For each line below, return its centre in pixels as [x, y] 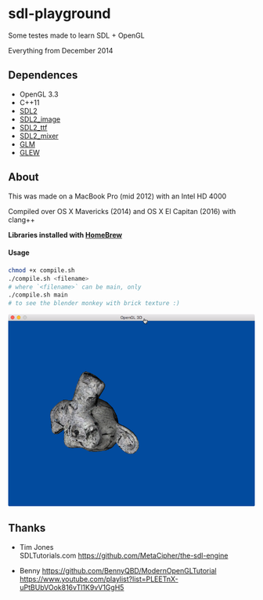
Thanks [27, 528]
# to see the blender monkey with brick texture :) [94, 304]
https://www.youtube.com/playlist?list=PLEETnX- [99, 579]
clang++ [22, 220]
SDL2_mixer [39, 136]
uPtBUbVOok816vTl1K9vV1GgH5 [72, 587]
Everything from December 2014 [61, 50]
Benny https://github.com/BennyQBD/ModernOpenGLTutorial [118, 570]
